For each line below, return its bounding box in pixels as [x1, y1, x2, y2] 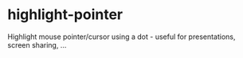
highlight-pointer [7, 6, 123, 24]
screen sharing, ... [7, 40, 67, 49]
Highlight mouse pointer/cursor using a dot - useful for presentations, [7, 32, 236, 41]
